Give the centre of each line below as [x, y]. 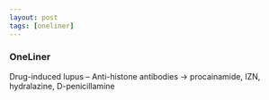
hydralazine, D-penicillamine [62, 86]
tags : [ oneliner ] [42, 26]
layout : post [34, 17]
